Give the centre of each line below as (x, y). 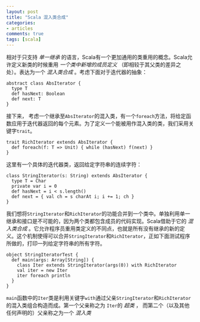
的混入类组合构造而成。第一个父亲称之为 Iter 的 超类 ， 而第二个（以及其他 (98, 305)
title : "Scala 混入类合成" (37, 17)
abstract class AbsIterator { (44, 83)
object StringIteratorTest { (42, 255)
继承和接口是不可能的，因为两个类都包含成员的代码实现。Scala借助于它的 (96, 221)
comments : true (25, 34)
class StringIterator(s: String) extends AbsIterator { (77, 176)
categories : (21, 23)
